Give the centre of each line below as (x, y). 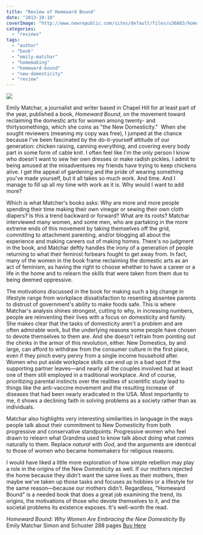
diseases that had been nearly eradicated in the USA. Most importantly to (98, 394)
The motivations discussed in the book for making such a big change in (95, 292)
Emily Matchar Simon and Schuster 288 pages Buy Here (76, 525)
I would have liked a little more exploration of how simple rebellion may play (100, 463)
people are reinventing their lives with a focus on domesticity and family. (96, 317)
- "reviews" (27, 34)
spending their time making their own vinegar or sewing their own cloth (95, 210)
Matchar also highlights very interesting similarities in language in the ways (100, 419)
